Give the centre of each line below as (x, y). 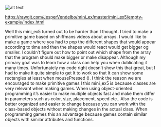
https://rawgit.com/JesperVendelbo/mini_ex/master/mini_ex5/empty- (74, 17)
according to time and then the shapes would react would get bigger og (77, 47)
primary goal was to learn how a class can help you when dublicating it (76, 63)
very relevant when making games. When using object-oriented (69, 88)
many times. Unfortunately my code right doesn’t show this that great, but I (80, 68)
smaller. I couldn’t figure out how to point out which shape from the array (78, 52)
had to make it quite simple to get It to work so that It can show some (74, 73)
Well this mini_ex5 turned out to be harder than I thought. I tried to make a (79, 31)
